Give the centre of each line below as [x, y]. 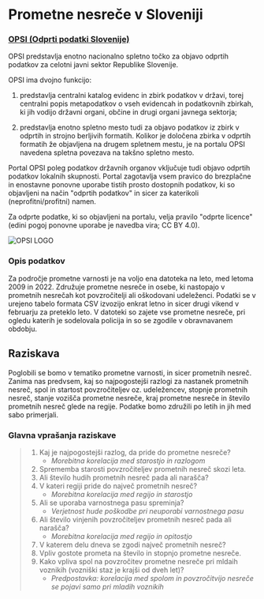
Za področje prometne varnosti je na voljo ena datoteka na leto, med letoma [131, 278]
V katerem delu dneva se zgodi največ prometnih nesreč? [132, 544]
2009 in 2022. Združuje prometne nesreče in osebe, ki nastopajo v [117, 287]
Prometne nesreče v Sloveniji [106, 15]
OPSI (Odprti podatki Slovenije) [69, 40]
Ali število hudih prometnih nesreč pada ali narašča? [124, 477]
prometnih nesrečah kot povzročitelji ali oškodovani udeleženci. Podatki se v [132, 295]
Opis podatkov [37, 261]
